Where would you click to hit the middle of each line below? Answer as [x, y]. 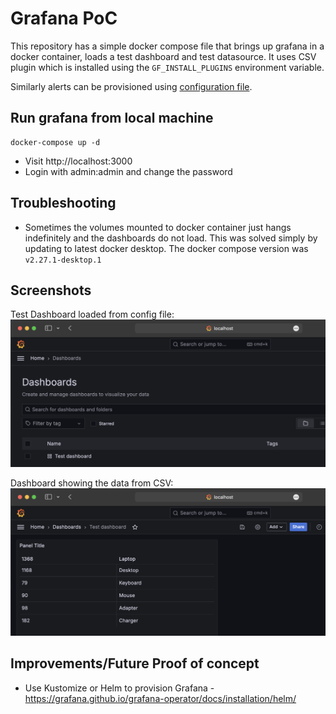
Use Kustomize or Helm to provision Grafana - [119, 688]
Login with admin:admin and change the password [128, 171]
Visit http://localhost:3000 [78, 161]
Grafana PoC [64, 18]
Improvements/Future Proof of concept [135, 663]
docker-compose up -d [55, 142]
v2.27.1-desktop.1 [63, 260]
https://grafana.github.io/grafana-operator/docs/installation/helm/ [160, 698]
